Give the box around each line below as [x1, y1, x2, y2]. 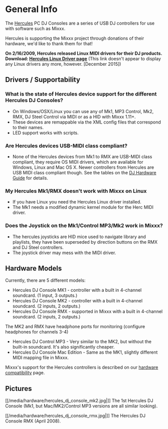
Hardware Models [5, 264, 62, 272]
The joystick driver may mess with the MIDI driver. [12, 250, 116, 256]
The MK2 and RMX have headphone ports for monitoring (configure [5, 324, 145, 330]
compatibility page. [5, 370, 45, 376]
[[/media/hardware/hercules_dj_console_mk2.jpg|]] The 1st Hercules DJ [5, 398, 153, 404]
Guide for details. [12, 175, 49, 181]
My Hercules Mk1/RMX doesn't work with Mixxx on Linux [5, 187, 147, 194]
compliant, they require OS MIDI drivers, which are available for [12, 159, 144, 165]
